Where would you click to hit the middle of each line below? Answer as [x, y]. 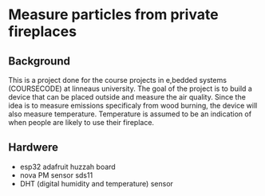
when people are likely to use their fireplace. [81, 122]
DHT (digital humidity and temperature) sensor [97, 183]
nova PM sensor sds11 [56, 175]
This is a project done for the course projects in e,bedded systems [118, 80]
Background [39, 61]
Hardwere [33, 148]
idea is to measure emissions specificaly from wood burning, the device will [133, 106]
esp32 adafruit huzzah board [67, 167]
